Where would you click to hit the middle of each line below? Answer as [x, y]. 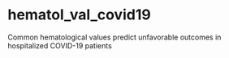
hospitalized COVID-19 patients [60, 45]
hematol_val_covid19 [79, 15]
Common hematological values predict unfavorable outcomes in [114, 37]
